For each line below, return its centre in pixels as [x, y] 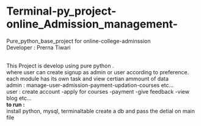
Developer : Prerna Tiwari [38, 47]
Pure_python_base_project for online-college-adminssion [79, 41]
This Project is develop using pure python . [60, 66]
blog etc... [19, 98]
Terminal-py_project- [61, 11]
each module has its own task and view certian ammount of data [88, 79]
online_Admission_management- [92, 24]
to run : [16, 104]
